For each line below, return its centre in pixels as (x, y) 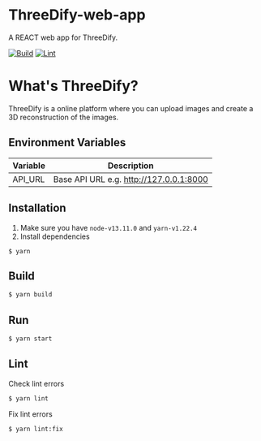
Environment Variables (67, 143)
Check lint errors (36, 383)
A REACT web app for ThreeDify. (63, 37)
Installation (37, 208)
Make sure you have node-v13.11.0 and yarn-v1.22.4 (108, 227)
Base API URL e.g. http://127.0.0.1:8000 (130, 179)
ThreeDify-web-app (77, 15)
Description (130, 166)
